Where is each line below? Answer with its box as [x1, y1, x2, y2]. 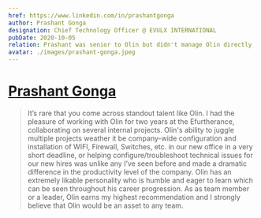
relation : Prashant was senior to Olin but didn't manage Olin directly [8, 41, 252, 49]
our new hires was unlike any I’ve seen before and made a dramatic [27, 159, 247, 168]
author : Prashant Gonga [8, 19, 87, 27]
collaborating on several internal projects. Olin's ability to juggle [27, 125, 235, 134]
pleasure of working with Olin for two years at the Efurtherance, [27, 116, 235, 126]
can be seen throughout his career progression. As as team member [27, 183, 250, 194]
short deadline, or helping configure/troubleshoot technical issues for [27, 150, 254, 160]
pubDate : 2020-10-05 [8, 33, 76, 42]
